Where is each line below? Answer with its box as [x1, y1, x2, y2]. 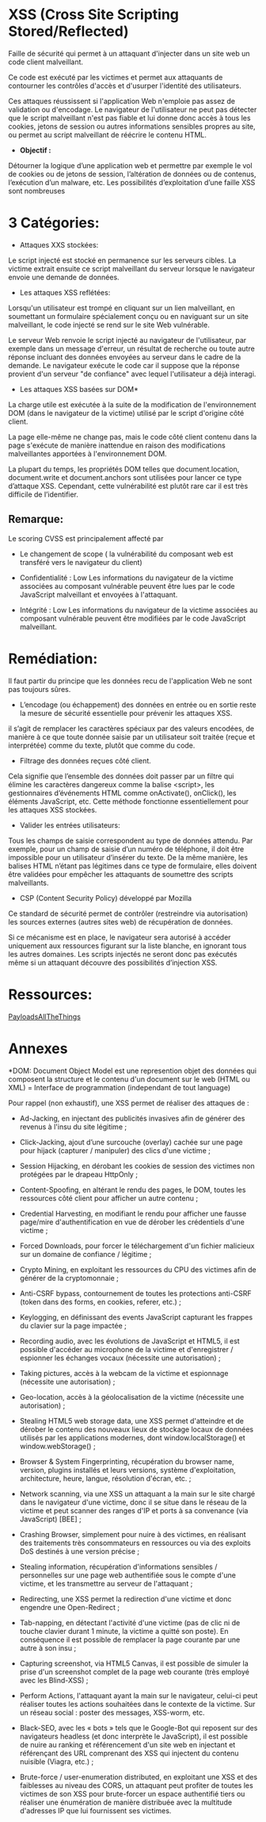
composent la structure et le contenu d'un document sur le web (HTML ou [8, 1074, 251, 1084]
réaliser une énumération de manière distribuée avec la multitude [19, 1797, 232, 1807]
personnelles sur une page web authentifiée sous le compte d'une [19, 1570, 236, 1580]
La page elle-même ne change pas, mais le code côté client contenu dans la [8, 432, 257, 441]
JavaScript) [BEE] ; [19, 1514, 82, 1524]
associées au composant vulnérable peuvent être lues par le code [19, 581, 235, 590]
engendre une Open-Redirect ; [19, 1602, 120, 1612]
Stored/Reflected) [8, 22, 129, 40]
